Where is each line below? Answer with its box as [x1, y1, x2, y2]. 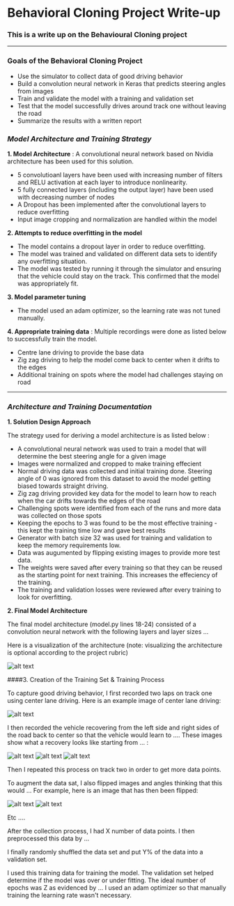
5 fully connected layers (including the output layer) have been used [17, 186, 214, 194]
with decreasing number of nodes [17, 193, 115, 202]
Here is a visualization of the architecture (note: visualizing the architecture [7, 641, 223, 650]
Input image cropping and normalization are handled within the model [17, 215, 217, 224]
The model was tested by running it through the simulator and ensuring [17, 265, 221, 273]
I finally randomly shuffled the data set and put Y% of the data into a [7, 848, 203, 856]
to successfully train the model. [7, 335, 97, 343]
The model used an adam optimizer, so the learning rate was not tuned [17, 306, 221, 315]
